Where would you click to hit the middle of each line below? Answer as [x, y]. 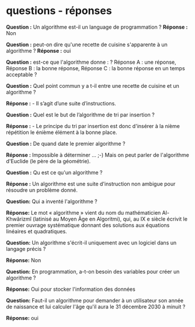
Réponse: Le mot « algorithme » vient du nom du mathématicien [83, 212]
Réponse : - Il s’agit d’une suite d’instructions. [61, 103]
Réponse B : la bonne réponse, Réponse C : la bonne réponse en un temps [95, 68]
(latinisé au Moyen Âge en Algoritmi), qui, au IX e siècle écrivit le [110, 219]
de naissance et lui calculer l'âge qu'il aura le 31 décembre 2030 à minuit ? [96, 307]
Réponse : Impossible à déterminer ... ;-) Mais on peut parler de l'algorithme [98, 155]
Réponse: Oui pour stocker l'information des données [71, 289]
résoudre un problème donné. [42, 190]
